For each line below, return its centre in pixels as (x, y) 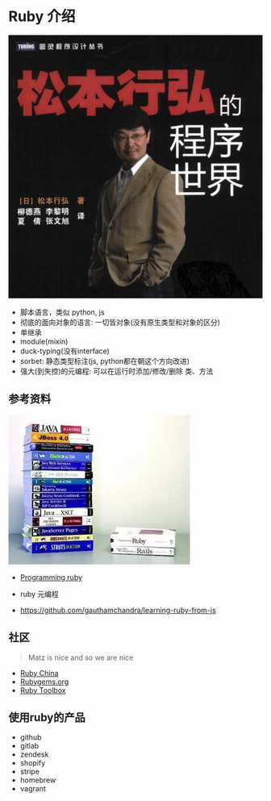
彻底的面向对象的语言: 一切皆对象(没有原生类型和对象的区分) (120, 323)
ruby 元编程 (39, 594)
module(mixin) (44, 342)
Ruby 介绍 (42, 17)
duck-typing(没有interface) (65, 351)
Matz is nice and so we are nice (81, 657)
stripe (30, 772)
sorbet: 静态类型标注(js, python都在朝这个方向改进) (105, 361)
